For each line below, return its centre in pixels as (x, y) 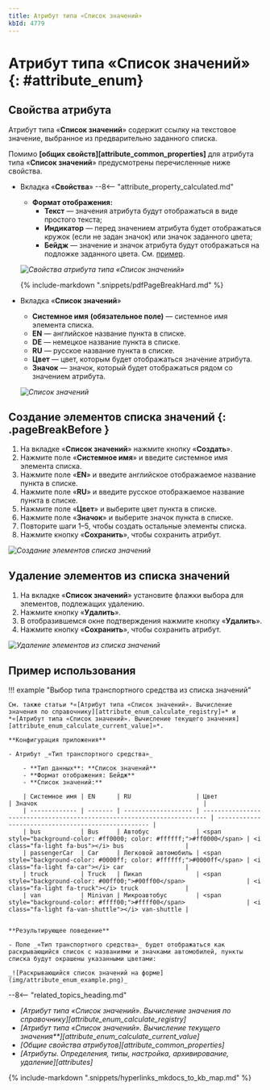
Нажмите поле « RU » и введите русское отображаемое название (132, 492)
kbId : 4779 (27, 23)
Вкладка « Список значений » (71, 300)
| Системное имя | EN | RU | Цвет (120, 796)
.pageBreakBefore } (59, 430)
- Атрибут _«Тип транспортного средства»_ (81, 754)
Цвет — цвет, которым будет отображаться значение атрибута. (142, 359)
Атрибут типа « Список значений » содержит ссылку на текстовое (122, 129)
